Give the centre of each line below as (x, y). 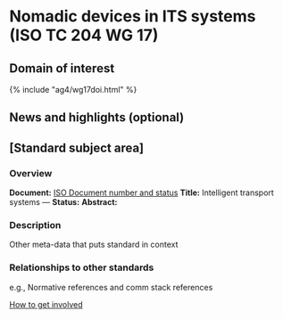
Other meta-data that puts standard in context (94, 245)
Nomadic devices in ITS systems (133, 16)
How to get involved (46, 304)
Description (35, 225)
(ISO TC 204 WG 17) (84, 35)
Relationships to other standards (82, 267)
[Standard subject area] (77, 147)
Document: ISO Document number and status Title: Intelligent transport (141, 192)
